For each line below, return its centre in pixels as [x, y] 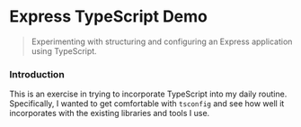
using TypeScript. [64, 50]
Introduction [37, 74]
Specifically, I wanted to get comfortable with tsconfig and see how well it [147, 104]
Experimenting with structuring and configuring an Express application [162, 41]
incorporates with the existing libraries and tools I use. [110, 113]
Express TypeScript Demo [109, 17]
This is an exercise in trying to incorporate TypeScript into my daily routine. [148, 94]
